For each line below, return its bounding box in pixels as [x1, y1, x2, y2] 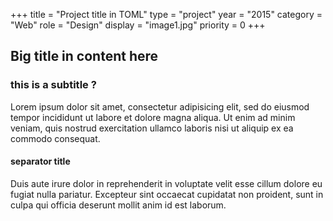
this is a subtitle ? [10, 78, 97, 92]
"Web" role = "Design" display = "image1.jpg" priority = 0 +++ [10, 19, 266, 31]
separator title [10, 155, 71, 168]
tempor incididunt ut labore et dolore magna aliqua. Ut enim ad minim [10, 111, 296, 123]
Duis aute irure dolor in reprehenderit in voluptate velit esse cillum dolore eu [10, 177, 323, 189]
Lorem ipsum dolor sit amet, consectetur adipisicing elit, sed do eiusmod [10, 100, 310, 113]
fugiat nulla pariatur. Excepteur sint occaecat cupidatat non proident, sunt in [10, 188, 324, 200]
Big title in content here [10, 48, 159, 65]
